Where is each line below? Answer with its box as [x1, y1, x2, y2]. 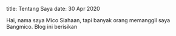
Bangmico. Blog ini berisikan [6, 23, 78, 30]
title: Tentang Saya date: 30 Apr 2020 [6, 5, 100, 12]
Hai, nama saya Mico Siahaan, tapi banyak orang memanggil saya [6, 17, 171, 23]
